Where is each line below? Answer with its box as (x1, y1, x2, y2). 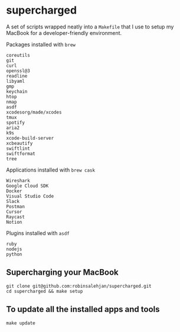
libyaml (6, 78, 25, 84)
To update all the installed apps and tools (6, 304, 160, 314)
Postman (6, 204, 25, 209)
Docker (6, 188, 22, 194)
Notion (6, 219, 22, 225)
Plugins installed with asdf (6, 229, 70, 237)
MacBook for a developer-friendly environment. (6, 29, 122, 36)
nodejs (6, 246, 22, 252)
